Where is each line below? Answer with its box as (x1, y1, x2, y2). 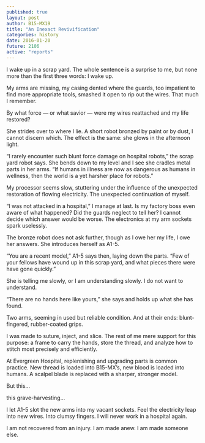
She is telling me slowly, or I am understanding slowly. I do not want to (6, 277, 184, 284)
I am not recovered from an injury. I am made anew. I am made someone (6, 424, 188, 431)
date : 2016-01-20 (6, 37, 51, 44)
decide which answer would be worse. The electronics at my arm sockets (6, 215, 192, 223)
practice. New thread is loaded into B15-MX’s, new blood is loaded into (6, 363, 185, 371)
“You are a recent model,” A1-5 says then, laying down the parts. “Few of (6, 252, 190, 260)
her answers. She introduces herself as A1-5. (6, 240, 119, 247)
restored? (6, 115, 31, 123)
